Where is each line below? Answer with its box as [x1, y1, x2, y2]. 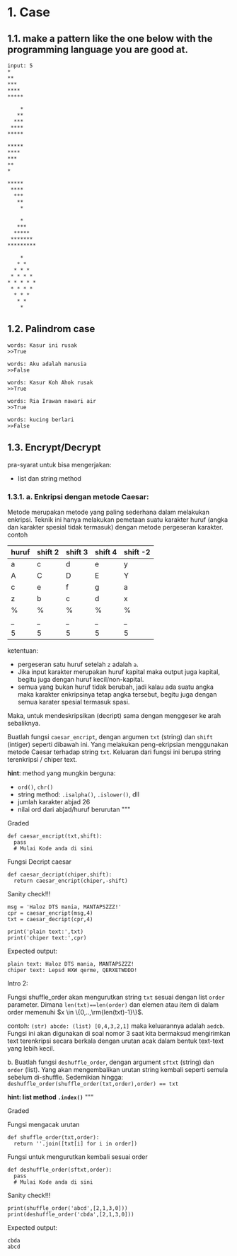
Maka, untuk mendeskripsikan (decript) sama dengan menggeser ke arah [7, 711, 221, 719]
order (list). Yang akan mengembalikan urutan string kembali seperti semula [7, 1065, 229, 1073]
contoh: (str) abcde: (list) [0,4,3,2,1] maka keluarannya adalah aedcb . [7, 1021, 225, 1030]
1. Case [7, 4, 51, 21]
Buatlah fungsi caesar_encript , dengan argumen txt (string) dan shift [7, 732, 214, 741]
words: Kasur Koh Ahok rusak [7, 379, 93, 386]
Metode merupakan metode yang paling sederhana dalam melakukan [7, 508, 210, 516]
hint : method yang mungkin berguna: [7, 769, 116, 777]
